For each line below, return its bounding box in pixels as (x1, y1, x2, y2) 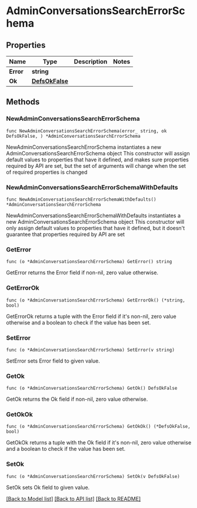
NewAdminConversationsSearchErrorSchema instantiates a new (6, 143, 162, 151)
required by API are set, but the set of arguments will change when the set (6, 162, 186, 169)
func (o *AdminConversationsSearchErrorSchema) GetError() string (6, 259, 172, 265)
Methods (6, 97, 40, 107)
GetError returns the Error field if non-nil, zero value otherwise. (6, 269, 159, 276)
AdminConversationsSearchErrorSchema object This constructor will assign (6, 150, 190, 157)
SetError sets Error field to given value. (6, 357, 101, 364)
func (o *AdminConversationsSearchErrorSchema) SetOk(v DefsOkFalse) (6, 473, 181, 479)
